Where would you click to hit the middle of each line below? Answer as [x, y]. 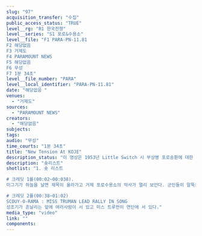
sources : [17, 107]
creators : [19, 118]
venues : [16, 96]
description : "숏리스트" [35, 163]
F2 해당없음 [19, 46]
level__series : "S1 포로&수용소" [45, 34]
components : [21, 224]
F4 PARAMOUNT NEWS [29, 57]
